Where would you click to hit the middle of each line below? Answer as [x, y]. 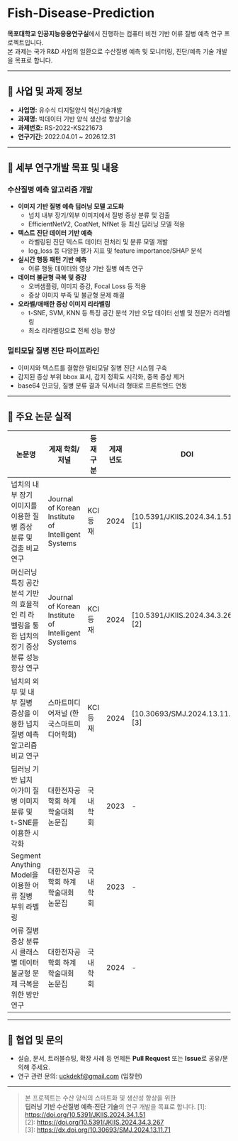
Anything [26, 864]
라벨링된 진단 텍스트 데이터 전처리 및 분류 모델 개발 [98, 242]
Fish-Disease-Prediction [81, 13]
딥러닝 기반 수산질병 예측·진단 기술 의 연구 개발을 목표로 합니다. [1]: [115, 1107]
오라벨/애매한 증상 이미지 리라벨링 [64, 304]
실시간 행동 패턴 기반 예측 [52, 260]
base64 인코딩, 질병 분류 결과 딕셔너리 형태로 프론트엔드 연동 [102, 386]
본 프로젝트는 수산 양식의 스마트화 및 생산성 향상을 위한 [100, 1098]
